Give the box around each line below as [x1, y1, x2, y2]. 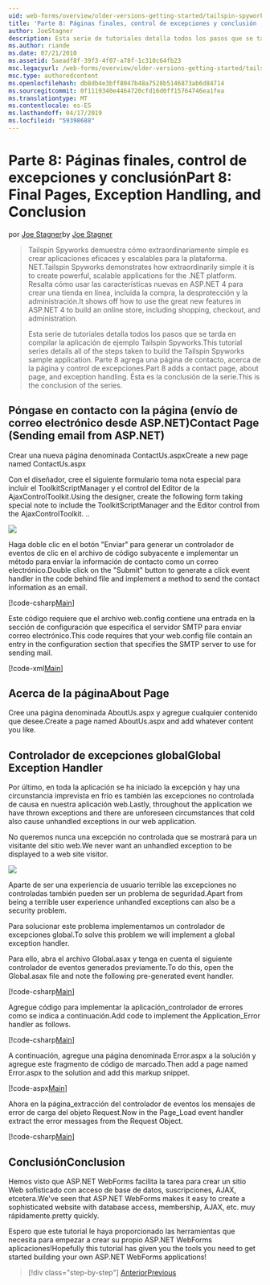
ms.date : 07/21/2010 [8, 49, 78, 57]
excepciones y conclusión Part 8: [8, 168, 232, 187]
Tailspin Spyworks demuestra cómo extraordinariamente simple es [27, 245, 249, 255]
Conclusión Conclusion [8, 1155, 126, 1169]
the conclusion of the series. [27, 380, 123, 390]
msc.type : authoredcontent [8, 72, 99, 80]
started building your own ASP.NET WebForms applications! [8, 1252, 207, 1262]
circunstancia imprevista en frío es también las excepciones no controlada [8, 791, 255, 801]
